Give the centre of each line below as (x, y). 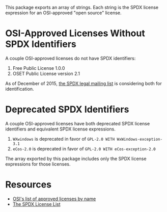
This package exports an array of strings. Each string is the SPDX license (82, 7)
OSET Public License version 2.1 (46, 73)
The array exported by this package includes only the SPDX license (76, 158)
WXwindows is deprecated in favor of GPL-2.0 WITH (64, 139)
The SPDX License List (36, 204)
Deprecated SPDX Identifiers (67, 110)
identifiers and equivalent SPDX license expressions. (61, 129)
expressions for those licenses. (38, 164)
